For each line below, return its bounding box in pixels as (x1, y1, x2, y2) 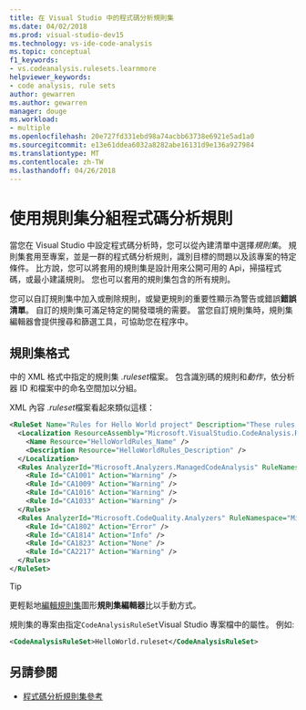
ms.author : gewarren (9, 98, 88, 108)
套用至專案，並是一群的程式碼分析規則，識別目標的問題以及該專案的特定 (25, 252, 297, 262)
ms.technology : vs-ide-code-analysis (9, 38, 153, 48)
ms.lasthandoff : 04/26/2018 (9, 166, 117, 175)
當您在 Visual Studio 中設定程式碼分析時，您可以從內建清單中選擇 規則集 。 (9, 240, 287, 251)
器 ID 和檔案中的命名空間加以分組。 (9, 383, 142, 394)
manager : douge (9, 107, 67, 116)
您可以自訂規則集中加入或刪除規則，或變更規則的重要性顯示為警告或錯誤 (9, 293, 280, 304)
